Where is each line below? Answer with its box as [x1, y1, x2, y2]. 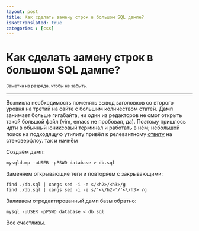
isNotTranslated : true [6, 20, 62, 26]
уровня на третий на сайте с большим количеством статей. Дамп [6, 105, 174, 113]
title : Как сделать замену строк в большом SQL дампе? [6, 14, 145, 20]
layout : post [6, 8, 38, 15]
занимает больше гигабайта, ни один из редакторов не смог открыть [6, 112, 182, 119]
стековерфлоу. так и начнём [6, 137, 78, 144]
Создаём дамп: [6, 148, 46, 156]
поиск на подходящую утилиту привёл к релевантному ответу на [6, 131, 173, 138]
